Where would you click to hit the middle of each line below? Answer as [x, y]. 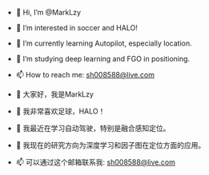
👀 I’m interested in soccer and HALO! [76, 28]
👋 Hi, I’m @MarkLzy [48, 12]
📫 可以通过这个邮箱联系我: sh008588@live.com [96, 162]
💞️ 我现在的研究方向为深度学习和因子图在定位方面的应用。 [111, 145]
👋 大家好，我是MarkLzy [55, 94]
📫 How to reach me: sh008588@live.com [85, 75]
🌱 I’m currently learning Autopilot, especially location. [104, 43]
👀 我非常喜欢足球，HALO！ [60, 111]
